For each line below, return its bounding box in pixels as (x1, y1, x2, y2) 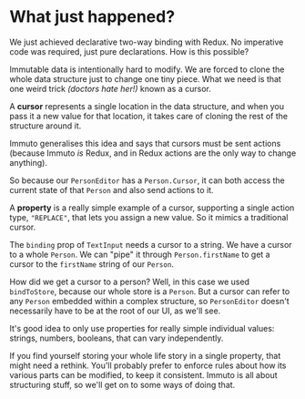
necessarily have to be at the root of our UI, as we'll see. (9, 305, 221, 316)
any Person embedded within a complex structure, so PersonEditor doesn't (9, 295, 290, 306)
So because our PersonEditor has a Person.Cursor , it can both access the (9, 175, 285, 186)
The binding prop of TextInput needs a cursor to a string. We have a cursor (9, 239, 293, 250)
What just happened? (9, 6, 176, 27)
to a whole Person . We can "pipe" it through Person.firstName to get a (9, 249, 270, 260)
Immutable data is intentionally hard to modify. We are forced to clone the (9, 64, 285, 75)
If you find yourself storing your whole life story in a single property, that (9, 350, 281, 361)
